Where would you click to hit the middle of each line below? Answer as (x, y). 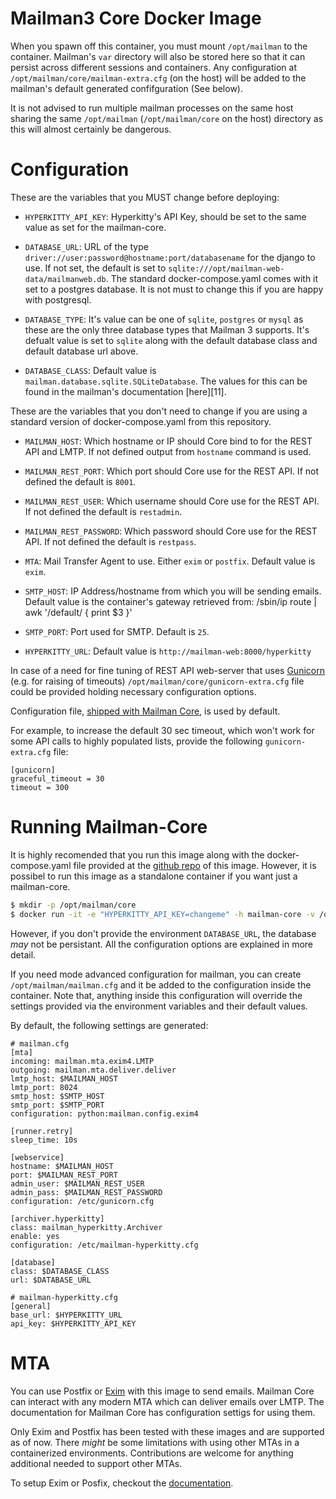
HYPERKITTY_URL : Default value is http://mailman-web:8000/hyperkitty (168, 651)
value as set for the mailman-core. (95, 227)
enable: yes (35, 1236)
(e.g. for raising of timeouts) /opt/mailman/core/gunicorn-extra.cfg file (157, 681)
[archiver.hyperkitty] (57, 1218)
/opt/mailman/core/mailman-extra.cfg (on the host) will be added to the (158, 78)
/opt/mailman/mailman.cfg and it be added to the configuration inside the (161, 984)
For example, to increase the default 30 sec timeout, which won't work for (162, 730)
